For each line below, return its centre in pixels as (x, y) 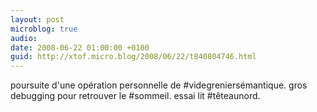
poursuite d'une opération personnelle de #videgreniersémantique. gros (159, 85)
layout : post (37, 19)
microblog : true (44, 29)
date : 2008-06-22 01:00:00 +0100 (80, 47)
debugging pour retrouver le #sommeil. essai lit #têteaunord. (135, 96)
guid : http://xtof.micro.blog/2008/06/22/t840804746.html (133, 57)
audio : (24, 38)
